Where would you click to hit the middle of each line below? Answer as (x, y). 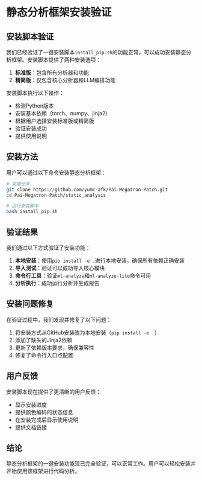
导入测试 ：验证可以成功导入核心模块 (60, 268)
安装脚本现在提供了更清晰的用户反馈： (54, 392)
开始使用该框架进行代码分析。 (43, 471)
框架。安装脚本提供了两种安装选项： (56, 60)
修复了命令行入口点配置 (44, 355)
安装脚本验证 (30, 37)
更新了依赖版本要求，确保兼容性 (54, 347)
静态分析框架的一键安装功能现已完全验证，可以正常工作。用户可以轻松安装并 (101, 464)
